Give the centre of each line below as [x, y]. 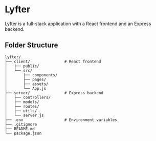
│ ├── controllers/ [28, 97]
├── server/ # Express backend [54, 93]
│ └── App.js [26, 88]
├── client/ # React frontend [53, 62]
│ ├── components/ [31, 75]
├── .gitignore [21, 124]
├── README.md [20, 129]
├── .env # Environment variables [61, 120]
